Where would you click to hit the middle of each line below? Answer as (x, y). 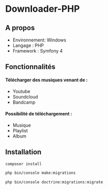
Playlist (20, 130)
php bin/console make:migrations (41, 173)
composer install (24, 164)
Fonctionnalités (30, 67)
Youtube (21, 91)
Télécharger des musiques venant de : (46, 80)
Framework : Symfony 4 (38, 51)
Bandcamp (24, 102)
